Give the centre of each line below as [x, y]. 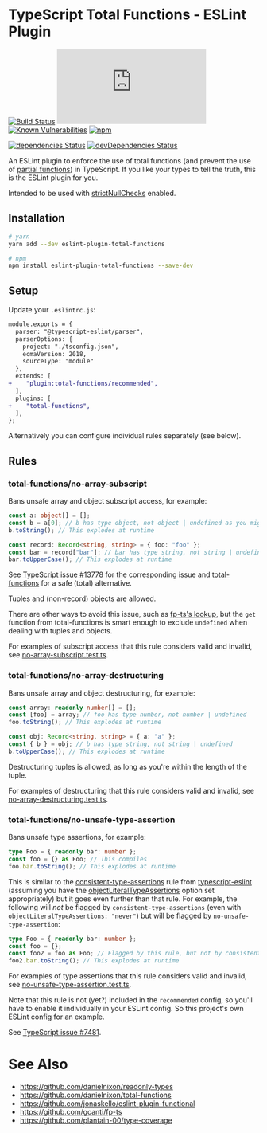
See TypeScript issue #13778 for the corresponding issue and [109, 574]
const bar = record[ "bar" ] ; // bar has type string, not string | [120, 552]
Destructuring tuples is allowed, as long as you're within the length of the [128, 766]
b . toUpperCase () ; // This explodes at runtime [87, 751]
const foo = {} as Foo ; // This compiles [78, 859]
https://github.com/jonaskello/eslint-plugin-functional [107, 1104]
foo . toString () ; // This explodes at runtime [85, 723]
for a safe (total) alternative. [87, 583]
